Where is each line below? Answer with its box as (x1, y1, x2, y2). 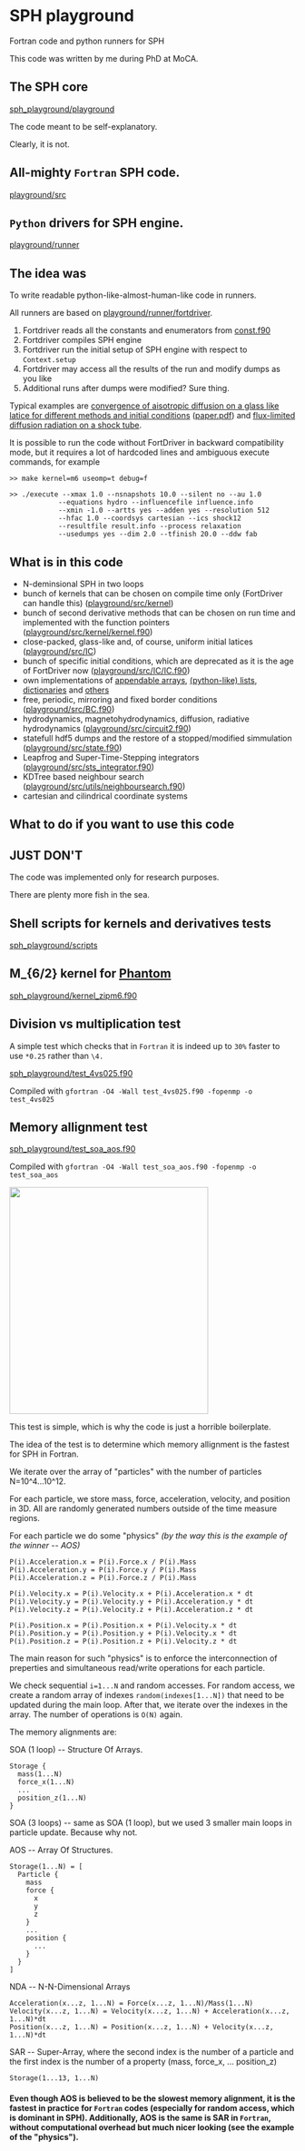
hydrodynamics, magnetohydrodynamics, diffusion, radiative (22, 713, 250, 724)
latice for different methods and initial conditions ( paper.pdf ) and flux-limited (9, 410, 296, 421)
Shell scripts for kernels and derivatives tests (9, 916, 271, 931)
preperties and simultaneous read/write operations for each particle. (9, 1663, 266, 1674)
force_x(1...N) (17, 1778, 75, 1787)
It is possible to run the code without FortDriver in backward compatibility (9, 437, 284, 448)
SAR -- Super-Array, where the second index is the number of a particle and (9, 2047, 294, 2058)
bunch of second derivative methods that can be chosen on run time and (22, 607, 296, 618)
